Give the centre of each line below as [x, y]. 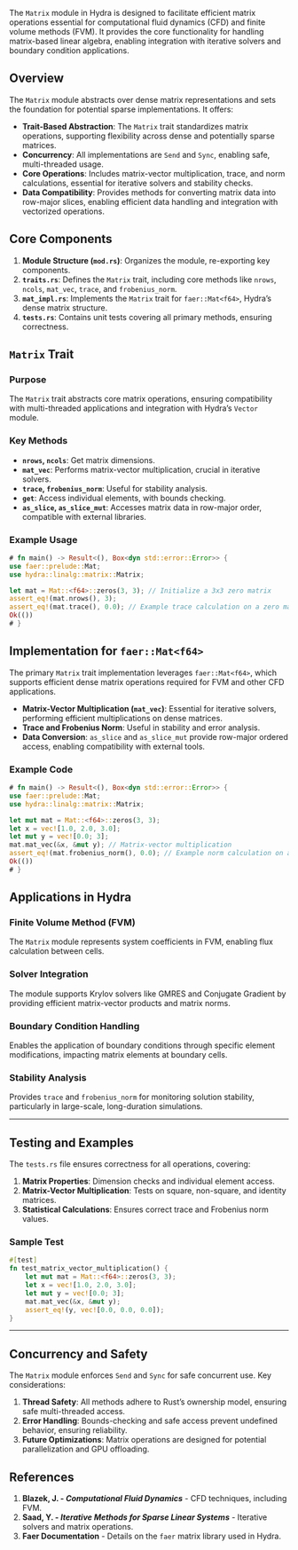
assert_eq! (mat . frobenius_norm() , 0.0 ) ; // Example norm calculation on [146, 854]
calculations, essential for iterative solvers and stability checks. [137, 183]
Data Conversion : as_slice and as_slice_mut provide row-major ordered [155, 736]
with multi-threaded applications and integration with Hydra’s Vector [134, 408]
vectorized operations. [63, 211]
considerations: [38, 1385]
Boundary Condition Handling [74, 1026]
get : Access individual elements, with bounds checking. [124, 498]
